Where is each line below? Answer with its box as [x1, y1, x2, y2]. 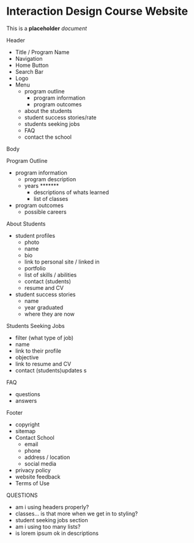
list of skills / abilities [24, 271, 77, 278]
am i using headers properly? [15, 503, 89, 510]
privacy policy [15, 466, 51, 474]
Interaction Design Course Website [6, 4, 188, 18]
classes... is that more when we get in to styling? [15, 510, 138, 517]
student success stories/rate [24, 114, 97, 121]
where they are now [24, 310, 75, 318]
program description [24, 175, 76, 182]
